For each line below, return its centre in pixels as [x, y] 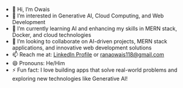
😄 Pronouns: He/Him [38, 63]
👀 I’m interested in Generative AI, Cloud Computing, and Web [88, 16]
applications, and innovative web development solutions [82, 48]
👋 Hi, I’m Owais [31, 9]
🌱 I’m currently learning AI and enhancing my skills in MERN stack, [95, 28]
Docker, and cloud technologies [52, 35]
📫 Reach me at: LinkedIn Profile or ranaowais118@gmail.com [88, 55]
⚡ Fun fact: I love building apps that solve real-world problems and [95, 70]
